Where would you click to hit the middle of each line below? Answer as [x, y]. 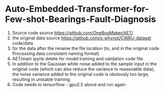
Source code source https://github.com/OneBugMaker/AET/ [72, 33]
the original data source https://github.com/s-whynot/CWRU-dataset [82, 38]
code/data [23, 43]
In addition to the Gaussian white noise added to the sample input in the [84, 64]
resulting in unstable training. [41, 79]
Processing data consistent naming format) [56, 53]
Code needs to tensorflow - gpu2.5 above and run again [69, 84]
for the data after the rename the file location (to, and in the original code [86, 48]
